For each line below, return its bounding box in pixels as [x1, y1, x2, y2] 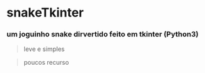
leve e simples [23, 45, 65, 53]
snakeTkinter [6, 5, 84, 21]
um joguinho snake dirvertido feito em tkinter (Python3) [6, 30, 199, 39]
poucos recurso [23, 59, 69, 67]
